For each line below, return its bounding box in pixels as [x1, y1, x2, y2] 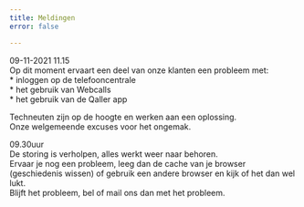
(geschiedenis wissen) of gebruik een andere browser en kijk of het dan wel [9, 168, 295, 179]
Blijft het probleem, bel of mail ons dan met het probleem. [9, 187, 225, 198]
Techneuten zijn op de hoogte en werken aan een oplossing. [9, 111, 237, 122]
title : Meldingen [9, 13, 76, 23]
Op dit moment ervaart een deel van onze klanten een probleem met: [9, 65, 269, 76]
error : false [9, 22, 59, 31]
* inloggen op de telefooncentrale [9, 74, 137, 85]
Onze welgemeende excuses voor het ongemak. [9, 120, 192, 132]
